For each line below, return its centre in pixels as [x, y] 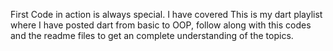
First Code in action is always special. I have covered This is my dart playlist [166, 14]
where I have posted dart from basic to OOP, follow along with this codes [161, 25]
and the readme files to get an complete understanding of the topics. [152, 35]
